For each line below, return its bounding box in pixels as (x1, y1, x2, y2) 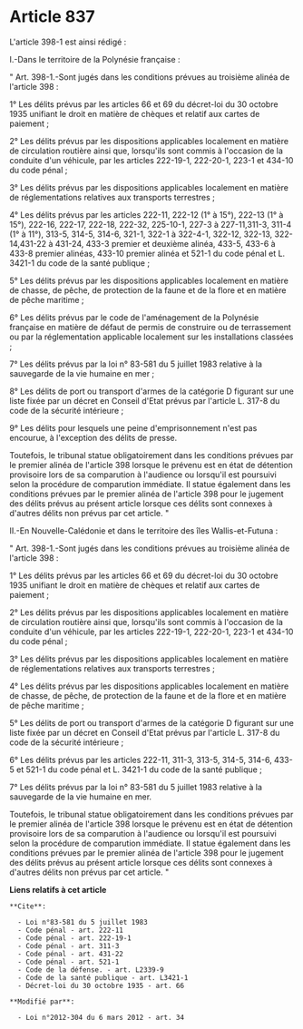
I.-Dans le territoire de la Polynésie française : (9, 54, 181, 64)
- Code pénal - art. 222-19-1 (17, 933, 132, 943)
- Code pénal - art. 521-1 (17, 957, 120, 966)
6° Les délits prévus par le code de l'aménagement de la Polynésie (9, 311, 259, 323)
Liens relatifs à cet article (9, 884, 107, 895)
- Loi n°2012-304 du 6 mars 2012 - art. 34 (17, 1013, 184, 1022)
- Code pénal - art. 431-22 (17, 949, 124, 958)
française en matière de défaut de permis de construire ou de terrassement (9, 321, 292, 332)
